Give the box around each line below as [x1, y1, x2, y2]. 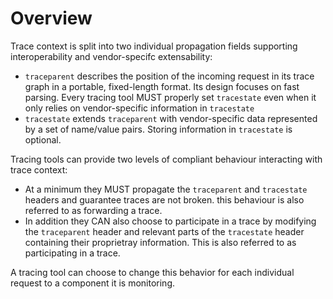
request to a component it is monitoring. [10, 277, 176, 289]
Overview [10, 7, 93, 30]
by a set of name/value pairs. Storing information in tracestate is [24, 123, 293, 135]
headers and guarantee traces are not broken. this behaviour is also [24, 193, 305, 206]
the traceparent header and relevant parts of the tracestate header [24, 225, 305, 237]
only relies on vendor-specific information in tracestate [24, 102, 255, 114]
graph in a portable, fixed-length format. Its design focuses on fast [24, 80, 300, 92]
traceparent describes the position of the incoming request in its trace [24, 70, 315, 82]
